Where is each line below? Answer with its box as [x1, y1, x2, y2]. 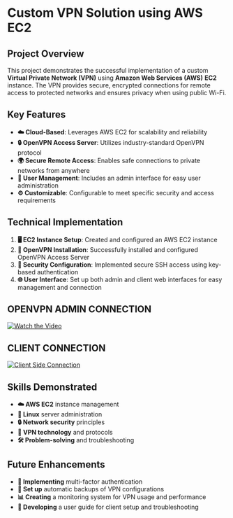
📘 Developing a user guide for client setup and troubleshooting [17, 503, 199, 511]
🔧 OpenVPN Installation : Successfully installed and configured [17, 245, 199, 253]
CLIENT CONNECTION [7, 342, 106, 354]
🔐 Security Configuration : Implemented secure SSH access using [17, 260, 207, 269]
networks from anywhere [17, 166, 90, 174]
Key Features [7, 108, 66, 120]
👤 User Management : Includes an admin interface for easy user [17, 174, 201, 182]
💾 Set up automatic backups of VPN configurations [17, 484, 165, 493]
